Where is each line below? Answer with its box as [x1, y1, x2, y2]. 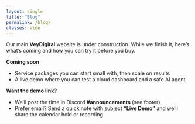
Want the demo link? [6, 87, 57, 94]
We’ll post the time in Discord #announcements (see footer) [14, 99, 160, 106]
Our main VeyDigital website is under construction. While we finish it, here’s [6, 41, 190, 48]
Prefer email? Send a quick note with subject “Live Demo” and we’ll [14, 105, 179, 112]
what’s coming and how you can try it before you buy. [6, 47, 136, 54]
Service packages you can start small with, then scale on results [14, 70, 170, 77]
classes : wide [6, 25, 41, 31]
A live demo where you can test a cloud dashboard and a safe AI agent [14, 76, 186, 83]
